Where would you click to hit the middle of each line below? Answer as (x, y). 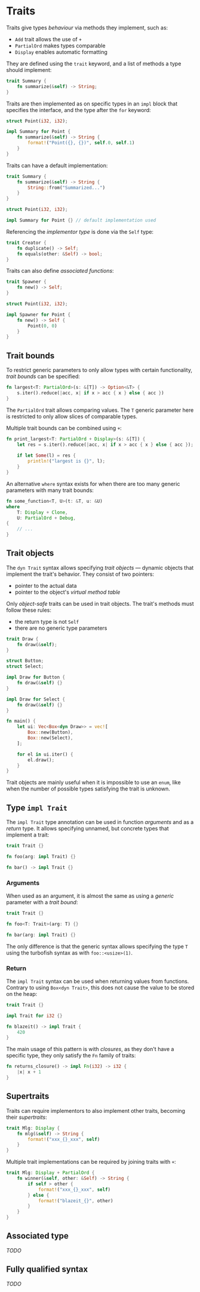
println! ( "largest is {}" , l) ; (67, 461)
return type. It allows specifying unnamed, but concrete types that (87, 829)
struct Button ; (25, 661)
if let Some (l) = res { (47, 456)
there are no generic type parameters (61, 628)
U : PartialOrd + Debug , (47, 518)
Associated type (37, 1236)
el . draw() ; (41, 760)
